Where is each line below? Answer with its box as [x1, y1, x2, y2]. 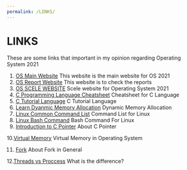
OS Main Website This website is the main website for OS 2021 [15, 72, 170, 79]
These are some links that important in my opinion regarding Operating [7, 54, 181, 61]
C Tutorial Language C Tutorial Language [15, 97, 117, 104]
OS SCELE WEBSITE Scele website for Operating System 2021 [15, 85, 169, 92]
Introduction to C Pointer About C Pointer [15, 123, 117, 130]
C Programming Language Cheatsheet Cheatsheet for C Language [15, 91, 180, 98]
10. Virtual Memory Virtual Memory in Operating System [7, 134, 143, 141]
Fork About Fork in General [15, 146, 82, 153]
